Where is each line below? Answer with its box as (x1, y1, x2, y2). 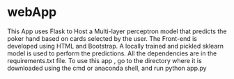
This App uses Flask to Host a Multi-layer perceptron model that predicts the (7, 27, 227, 35)
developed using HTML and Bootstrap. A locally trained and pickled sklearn (7, 42, 224, 50)
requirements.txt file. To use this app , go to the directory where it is (7, 56, 202, 64)
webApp (7, 4, 57, 20)
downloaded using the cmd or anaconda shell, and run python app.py (7, 64, 207, 72)
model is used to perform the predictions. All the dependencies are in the (7, 49, 217, 58)
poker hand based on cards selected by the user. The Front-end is (7, 34, 197, 42)
